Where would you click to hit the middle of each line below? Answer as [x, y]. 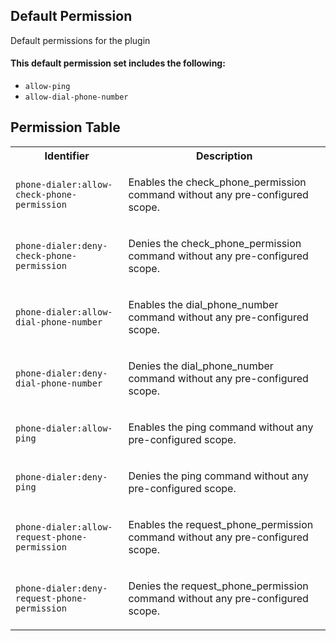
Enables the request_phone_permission [221, 524]
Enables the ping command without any [221, 427]
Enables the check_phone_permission [217, 182]
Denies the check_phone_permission [215, 243]
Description [224, 156]
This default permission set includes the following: [118, 63]
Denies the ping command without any [218, 476]
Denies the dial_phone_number [201, 366]
